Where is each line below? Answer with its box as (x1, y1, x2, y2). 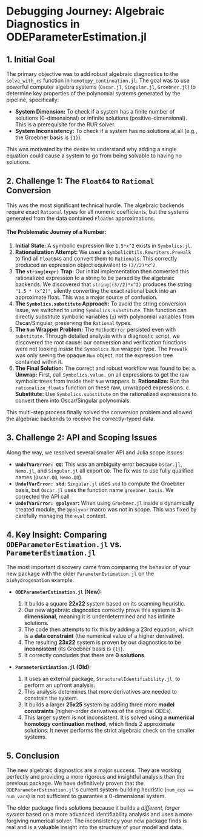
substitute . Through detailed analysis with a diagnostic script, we (15, 332, 180, 340)
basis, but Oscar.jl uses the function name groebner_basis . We (15, 486, 174, 493)
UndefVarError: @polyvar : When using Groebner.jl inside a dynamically (15, 499, 195, 507)
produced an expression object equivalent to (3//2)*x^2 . (15, 261, 158, 268)
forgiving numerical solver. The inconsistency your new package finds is (6, 817, 187, 824)
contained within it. (15, 358, 63, 366)
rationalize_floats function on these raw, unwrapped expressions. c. (15, 384, 191, 391)
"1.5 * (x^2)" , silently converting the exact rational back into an (15, 287, 177, 295)
